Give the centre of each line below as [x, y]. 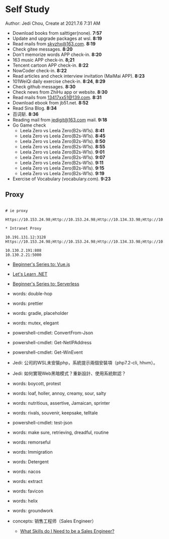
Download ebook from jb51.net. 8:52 [51, 102]
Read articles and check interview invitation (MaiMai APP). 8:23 [78, 76]
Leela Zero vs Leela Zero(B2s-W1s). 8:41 [62, 130]
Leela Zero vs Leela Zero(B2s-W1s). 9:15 [62, 168]
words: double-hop [32, 293]
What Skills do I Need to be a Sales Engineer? [67, 531]
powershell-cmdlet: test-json [43, 422]
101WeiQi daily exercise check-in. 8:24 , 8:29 [59, 81]
